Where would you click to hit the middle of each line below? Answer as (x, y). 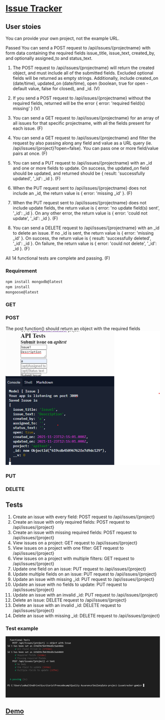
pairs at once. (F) (30, 153)
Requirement (21, 271)
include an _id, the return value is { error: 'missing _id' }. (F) (72, 193)
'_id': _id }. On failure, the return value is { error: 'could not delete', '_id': (85, 243)
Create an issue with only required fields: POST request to (71, 522)
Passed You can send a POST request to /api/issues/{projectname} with (78, 48)
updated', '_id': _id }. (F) (36, 179)
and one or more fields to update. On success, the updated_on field (81, 168)
